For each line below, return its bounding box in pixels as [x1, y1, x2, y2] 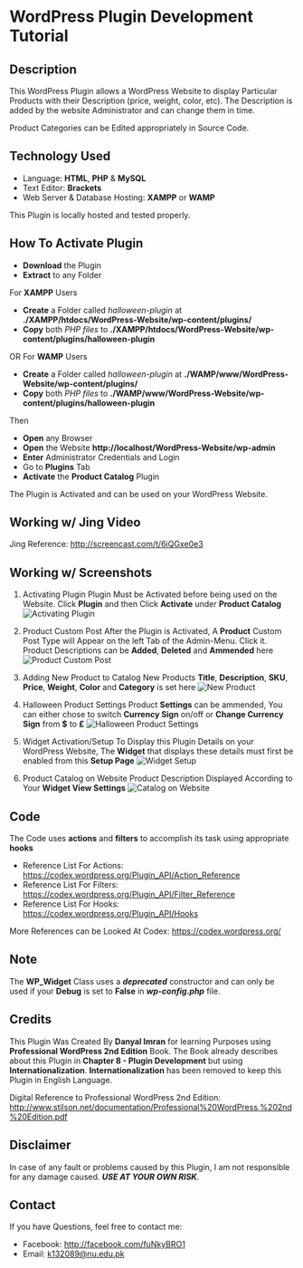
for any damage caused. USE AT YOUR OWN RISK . [9, 1171, 200, 1182]
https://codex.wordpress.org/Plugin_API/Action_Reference [22, 869, 241, 880]
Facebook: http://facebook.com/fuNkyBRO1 [22, 1239, 185, 1250]
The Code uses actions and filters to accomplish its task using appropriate [9, 833, 289, 844]
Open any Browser [22, 432, 93, 443]
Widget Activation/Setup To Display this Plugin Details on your [22, 736, 255, 747]
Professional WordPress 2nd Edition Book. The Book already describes [9, 1045, 279, 1056]
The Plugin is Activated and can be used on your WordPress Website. [9, 488, 269, 499]
